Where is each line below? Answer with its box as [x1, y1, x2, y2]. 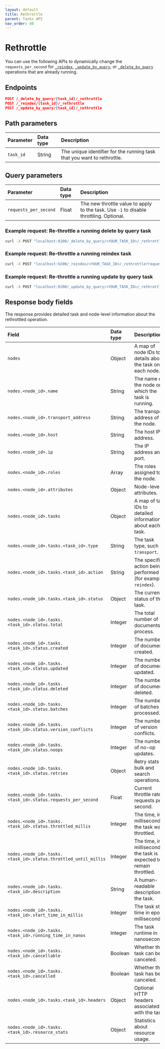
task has [134, 970, 154, 977]
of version [134, 723, 158, 730]
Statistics [134, 1017, 156, 1024]
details [134, 355, 150, 362]
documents [134, 622, 161, 629]
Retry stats [134, 758, 160, 765]
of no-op [134, 744, 156, 751]
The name [134, 375, 158, 382]
